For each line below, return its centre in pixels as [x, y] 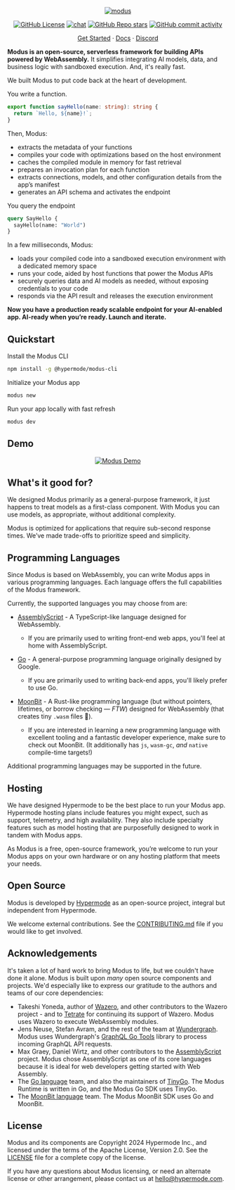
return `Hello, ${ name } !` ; [53, 113]
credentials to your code [53, 289]
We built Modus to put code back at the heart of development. [97, 80]
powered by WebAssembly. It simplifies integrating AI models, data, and [113, 59]
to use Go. [43, 688]
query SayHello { [33, 218]
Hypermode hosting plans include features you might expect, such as [108, 812]
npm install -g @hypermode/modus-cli [62, 369]
